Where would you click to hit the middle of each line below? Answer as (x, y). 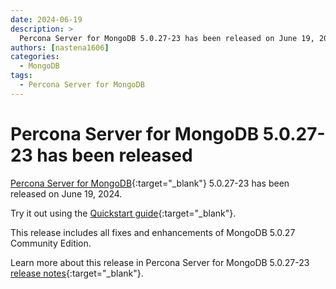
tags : (21, 76)
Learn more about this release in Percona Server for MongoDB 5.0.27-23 (160, 262)
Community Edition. (51, 243)
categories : (35, 57)
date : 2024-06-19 (46, 19)
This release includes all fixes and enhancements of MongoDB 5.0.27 (153, 232)
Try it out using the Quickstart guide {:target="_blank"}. (123, 213)
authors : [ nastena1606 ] (60, 47)
